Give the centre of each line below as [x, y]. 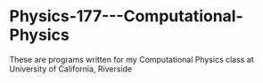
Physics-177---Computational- [126, 16]
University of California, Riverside [71, 69]
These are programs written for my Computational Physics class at [131, 59]
